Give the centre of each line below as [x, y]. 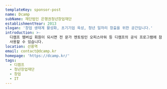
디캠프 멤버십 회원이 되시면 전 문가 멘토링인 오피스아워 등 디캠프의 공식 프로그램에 [83, 38]
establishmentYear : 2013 [31, 23]
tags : [11, 60]
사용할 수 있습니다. [27, 42]
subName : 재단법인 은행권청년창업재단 [39, 19]
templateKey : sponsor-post [33, 10]
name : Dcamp [17, 14]
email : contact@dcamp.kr [31, 51]
